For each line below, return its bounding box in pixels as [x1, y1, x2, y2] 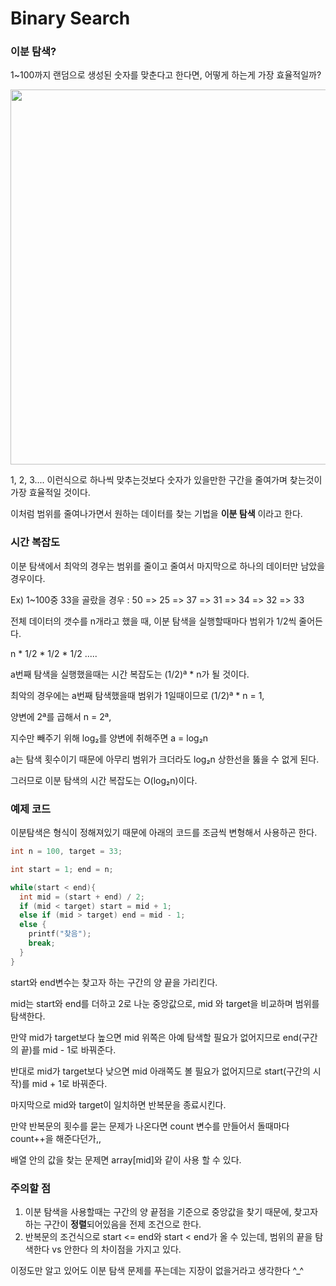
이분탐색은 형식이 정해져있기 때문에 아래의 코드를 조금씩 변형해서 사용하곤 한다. [10, 827, 318, 839]
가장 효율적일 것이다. [10, 487, 91, 499]
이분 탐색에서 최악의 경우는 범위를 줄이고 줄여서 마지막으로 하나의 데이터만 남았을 [10, 560, 326, 572]
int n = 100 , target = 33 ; [10, 847, 123, 857]
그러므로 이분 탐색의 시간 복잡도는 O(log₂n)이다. [10, 774, 198, 786]
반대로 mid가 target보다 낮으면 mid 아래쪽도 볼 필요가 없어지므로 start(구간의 [10, 1065, 311, 1077]
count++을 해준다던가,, [10, 1132, 102, 1144]
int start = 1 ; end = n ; [10, 864, 114, 874]
